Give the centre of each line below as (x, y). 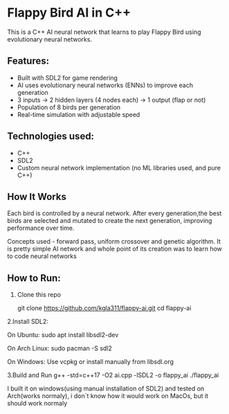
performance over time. (41, 228)
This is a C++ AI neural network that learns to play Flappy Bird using (104, 32)
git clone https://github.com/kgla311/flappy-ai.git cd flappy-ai (104, 308)
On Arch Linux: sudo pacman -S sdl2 (60, 348)
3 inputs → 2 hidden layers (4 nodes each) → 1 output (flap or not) (111, 100)
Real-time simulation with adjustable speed (79, 114)
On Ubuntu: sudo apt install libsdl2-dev (63, 335)
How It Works (37, 196)
